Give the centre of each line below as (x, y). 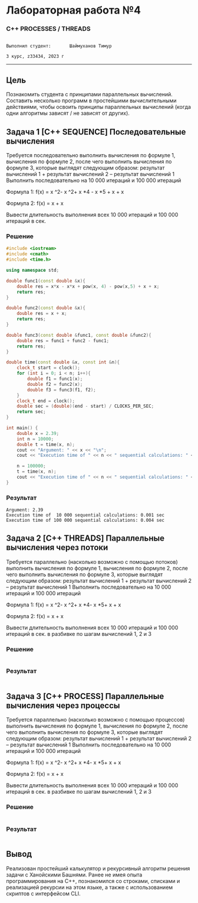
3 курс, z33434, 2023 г (35, 57)
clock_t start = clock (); (49, 368)
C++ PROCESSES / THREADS (48, 29)
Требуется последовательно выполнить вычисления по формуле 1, (91, 155)
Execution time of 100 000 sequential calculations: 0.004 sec (85, 521)
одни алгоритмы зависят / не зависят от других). (68, 113)
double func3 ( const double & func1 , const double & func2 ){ (79, 335)
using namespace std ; (33, 270)
